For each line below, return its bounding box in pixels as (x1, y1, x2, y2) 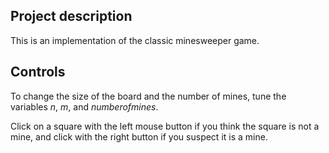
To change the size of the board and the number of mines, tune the (10, 90, 287, 102)
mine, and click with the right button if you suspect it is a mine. (10, 130, 268, 143)
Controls (10, 64, 66, 81)
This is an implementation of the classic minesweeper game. (10, 34, 260, 46)
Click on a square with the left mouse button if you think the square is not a (10, 120, 320, 132)
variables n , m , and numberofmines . (10, 100, 159, 113)
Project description (10, 8, 133, 25)
